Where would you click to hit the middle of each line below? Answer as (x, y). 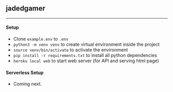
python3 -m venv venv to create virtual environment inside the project (86, 44)
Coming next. (27, 84)
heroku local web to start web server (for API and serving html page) (86, 61)
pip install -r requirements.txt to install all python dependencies (85, 56)
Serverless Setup (25, 72)
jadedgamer (26, 8)
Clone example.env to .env (41, 39)
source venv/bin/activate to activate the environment (70, 50)
